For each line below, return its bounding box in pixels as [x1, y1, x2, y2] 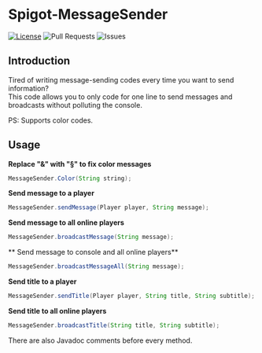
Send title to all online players [8, 306, 107, 315]
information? [8, 83, 50, 93]
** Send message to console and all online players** [8, 248, 179, 257]
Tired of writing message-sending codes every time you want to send [8, 75, 234, 84]
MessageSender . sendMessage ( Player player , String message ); [8, 204, 210, 211]
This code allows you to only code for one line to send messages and [8, 92, 233, 101]
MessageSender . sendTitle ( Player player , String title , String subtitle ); [8, 292, 256, 300]
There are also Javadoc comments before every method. [8, 336, 193, 345]
